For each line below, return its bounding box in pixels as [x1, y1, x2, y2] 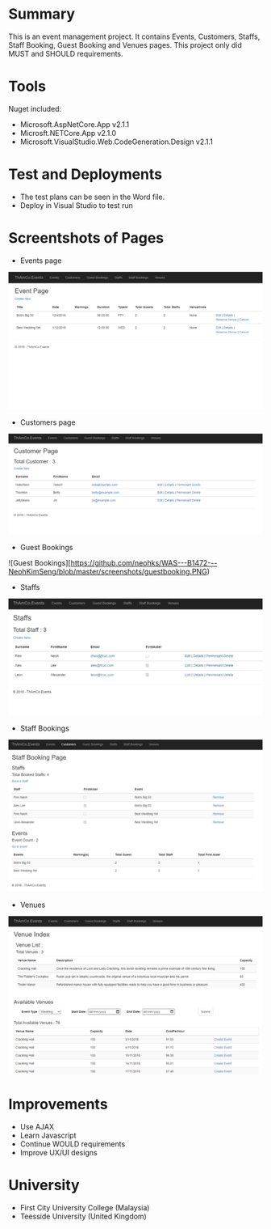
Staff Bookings [19, 723, 70, 733]
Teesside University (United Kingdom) [19, 1211, 147, 1221]
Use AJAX [19, 1121, 55, 1131]
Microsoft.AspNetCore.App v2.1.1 [19, 119, 130, 129]
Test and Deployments [8, 165, 163, 184]
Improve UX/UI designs [19, 1147, 98, 1157]
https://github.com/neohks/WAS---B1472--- [70, 558, 218, 568]
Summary [8, 5, 75, 23]
